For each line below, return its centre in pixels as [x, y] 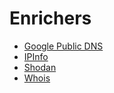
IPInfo [36, 56]
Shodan [40, 67]
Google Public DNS [63, 46]
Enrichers [50, 18]
